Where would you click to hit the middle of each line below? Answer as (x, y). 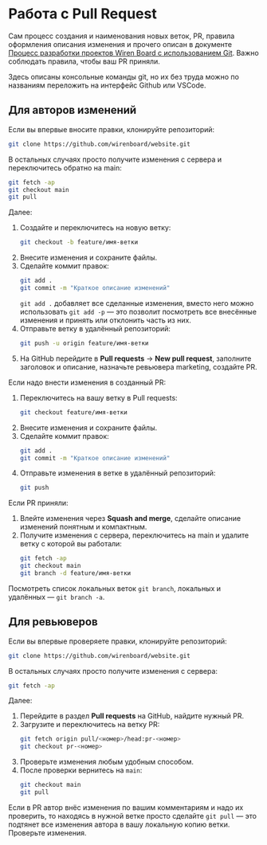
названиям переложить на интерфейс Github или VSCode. (107, 85)
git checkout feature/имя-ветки (73, 412)
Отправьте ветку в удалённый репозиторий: (95, 328)
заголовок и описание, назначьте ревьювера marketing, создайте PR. (138, 366)
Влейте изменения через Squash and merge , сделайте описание (130, 518)
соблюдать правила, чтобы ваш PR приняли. (84, 61)
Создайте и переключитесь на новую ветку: (95, 228)
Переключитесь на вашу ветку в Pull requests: (98, 397)
